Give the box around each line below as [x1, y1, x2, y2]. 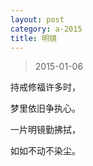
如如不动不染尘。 [10, 145, 81, 157]
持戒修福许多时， [10, 81, 81, 93]
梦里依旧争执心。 [10, 102, 81, 115]
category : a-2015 [10, 24, 83, 34]
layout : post [10, 14, 65, 25]
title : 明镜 [10, 33, 57, 43]
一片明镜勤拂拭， [10, 124, 81, 136]
